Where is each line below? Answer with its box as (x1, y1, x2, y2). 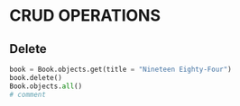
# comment (9, 90, 47, 99)
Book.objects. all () (9, 82, 83, 91)
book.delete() (9, 73, 63, 82)
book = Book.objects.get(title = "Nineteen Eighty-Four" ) (9, 65, 232, 74)
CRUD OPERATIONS (9, 5, 161, 26)
